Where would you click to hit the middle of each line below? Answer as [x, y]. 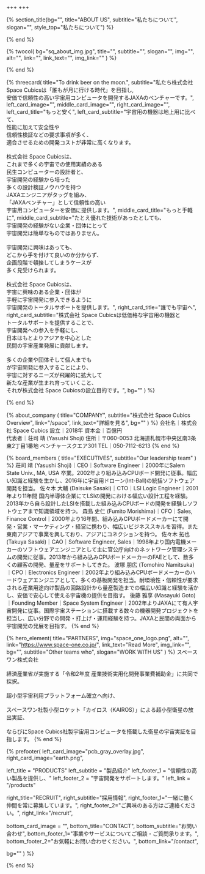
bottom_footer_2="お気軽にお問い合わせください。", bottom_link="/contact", [102, 841]
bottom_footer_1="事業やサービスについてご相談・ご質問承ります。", [113, 834]
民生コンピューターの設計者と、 [46, 172]
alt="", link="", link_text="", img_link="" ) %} [62, 58]
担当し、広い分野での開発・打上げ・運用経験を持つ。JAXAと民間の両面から [102, 618]
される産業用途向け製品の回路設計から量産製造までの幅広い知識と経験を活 [100, 588]
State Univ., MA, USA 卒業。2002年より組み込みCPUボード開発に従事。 [97, 473]
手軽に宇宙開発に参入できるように [49, 300]
